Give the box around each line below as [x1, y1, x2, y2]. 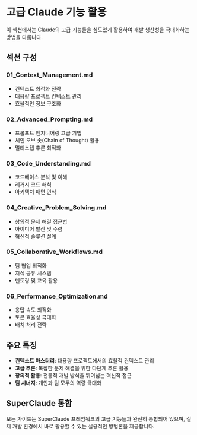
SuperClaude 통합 [6, 398, 72, 408]
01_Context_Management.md [6, 71, 93, 79]
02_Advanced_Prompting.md [6, 115, 93, 123]
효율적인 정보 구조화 [14, 100, 61, 107]
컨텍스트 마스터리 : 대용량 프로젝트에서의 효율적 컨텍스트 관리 [14, 357, 154, 364]
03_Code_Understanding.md [6, 159, 91, 167]
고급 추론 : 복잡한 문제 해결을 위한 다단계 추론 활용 [14, 364, 129, 372]
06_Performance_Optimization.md [6, 292, 108, 300]
